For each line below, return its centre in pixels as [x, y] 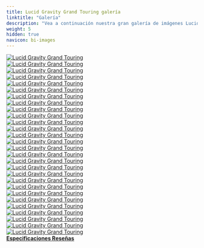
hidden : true [23, 35]
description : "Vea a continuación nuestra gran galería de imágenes [95, 23]
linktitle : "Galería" [34, 18]
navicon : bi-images [31, 40]
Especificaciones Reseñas [40, 238]
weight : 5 [19, 29]
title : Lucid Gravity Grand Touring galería [63, 12]
